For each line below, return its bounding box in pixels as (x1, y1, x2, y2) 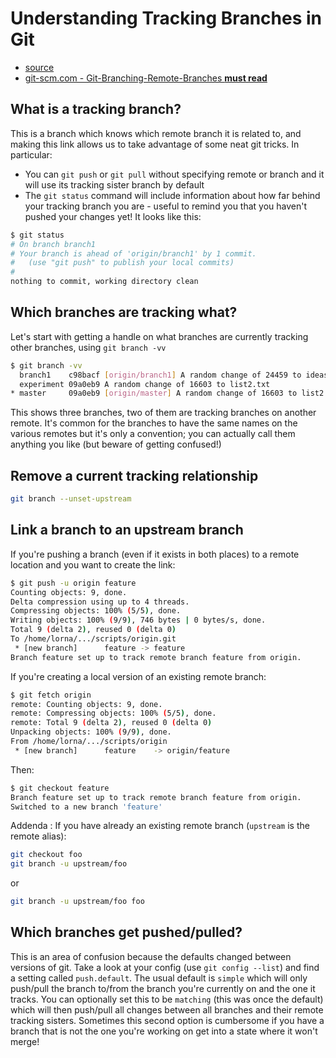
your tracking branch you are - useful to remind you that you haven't (24, 200, 308, 212)
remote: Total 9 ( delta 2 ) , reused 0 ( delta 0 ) (10, 718, 213, 728)
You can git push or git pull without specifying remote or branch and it (24, 168, 325, 180)
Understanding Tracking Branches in (10, 7, 322, 30)
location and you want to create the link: (10, 558, 176, 571)
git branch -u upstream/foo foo (10, 897, 145, 907)
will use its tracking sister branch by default (24, 178, 205, 191)
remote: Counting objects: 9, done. (10, 699, 163, 709)
